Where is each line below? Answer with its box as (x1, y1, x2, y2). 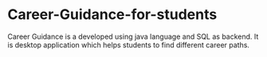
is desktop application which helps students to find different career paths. (7, 40, 250, 49)
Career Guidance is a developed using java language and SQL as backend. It (7, 32, 259, 41)
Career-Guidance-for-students (7, 6, 218, 24)
